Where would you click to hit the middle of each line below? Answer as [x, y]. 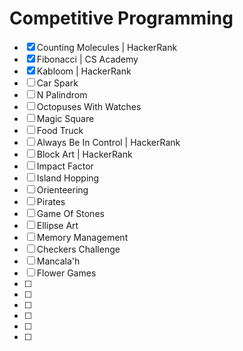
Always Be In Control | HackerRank [108, 142]
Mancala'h [58, 261]
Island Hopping [68, 178]
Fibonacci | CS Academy [87, 59]
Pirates [51, 201]
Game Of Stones [70, 213]
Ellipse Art [57, 225]
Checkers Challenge [78, 249]
